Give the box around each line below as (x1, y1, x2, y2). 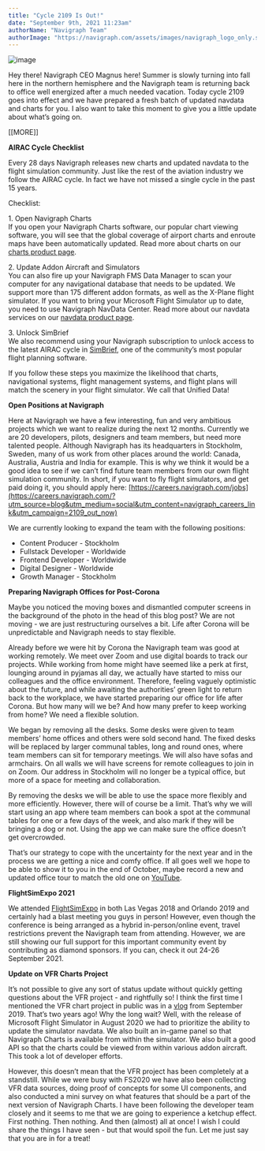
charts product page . (8, 248, 77, 257)
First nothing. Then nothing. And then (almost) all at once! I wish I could (8, 1117, 241, 1127)
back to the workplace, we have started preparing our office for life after (8, 693, 244, 702)
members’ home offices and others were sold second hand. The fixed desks (8, 734, 256, 743)
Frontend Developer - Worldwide (19, 555, 127, 564)
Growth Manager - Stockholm (19, 572, 117, 582)
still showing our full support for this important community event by (8, 937, 227, 947)
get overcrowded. (8, 833, 65, 842)
